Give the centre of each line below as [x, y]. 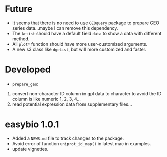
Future [19, 9]
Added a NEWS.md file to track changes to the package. [68, 138]
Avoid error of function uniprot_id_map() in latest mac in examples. [81, 143]
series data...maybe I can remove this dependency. [65, 28]
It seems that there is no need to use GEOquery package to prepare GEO [86, 23]
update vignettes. [30, 149]
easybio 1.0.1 [32, 125]
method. [21, 39]
